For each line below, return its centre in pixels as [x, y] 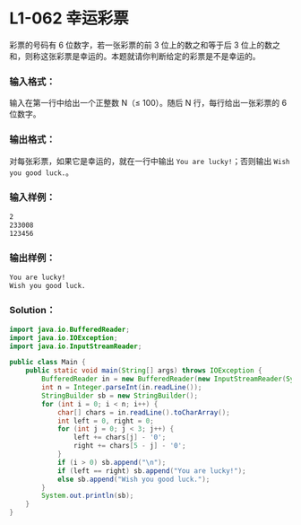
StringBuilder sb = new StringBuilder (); [120, 396]
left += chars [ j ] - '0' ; [120, 437]
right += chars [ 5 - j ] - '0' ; [129, 446]
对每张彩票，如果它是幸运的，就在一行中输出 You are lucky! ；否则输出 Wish [150, 161]
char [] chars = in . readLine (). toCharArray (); [143, 412]
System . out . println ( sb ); [88, 496]
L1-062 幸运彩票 [69, 18]
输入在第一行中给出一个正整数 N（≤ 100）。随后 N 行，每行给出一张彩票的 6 [148, 103]
